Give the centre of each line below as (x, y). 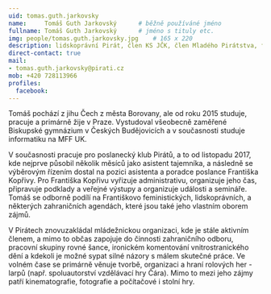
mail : (17, 61)
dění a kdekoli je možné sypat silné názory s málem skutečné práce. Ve (127, 256)
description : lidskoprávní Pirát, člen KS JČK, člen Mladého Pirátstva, (133, 46)
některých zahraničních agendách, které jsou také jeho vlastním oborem (128, 206)
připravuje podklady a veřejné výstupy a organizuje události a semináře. (128, 189)
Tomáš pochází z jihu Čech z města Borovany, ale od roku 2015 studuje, (128, 114)
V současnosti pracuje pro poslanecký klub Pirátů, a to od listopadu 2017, (130, 155)
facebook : (32, 91)
